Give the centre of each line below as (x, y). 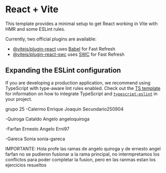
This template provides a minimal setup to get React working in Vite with (81, 24)
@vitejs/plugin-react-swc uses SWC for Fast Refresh (68, 54)
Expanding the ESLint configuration (63, 70)
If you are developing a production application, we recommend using (78, 82)
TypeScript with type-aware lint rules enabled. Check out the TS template (83, 88)
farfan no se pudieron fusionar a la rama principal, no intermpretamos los (82, 154)
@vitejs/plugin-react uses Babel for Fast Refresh (64, 49)
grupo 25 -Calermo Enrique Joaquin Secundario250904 (65, 109)
